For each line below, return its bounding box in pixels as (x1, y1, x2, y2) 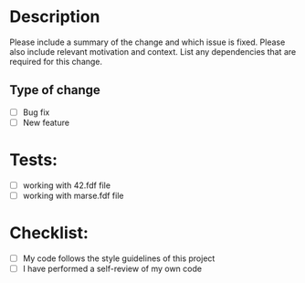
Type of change (9, 82, 100, 98)
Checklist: (9, 223, 89, 244)
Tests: (9, 150, 58, 171)
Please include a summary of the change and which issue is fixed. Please (9, 37, 286, 47)
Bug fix (22, 107, 50, 118)
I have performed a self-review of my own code (22, 263, 203, 274)
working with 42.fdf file (22, 180, 111, 191)
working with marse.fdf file (22, 190, 124, 201)
